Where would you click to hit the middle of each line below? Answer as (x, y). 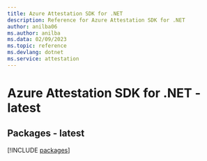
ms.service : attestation (43, 59)
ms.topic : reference (37, 46)
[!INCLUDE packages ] (39, 150)
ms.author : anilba (34, 33)
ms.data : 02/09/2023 (37, 40)
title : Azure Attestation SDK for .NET (65, 14)
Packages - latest (46, 134)
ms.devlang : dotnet (36, 53)
